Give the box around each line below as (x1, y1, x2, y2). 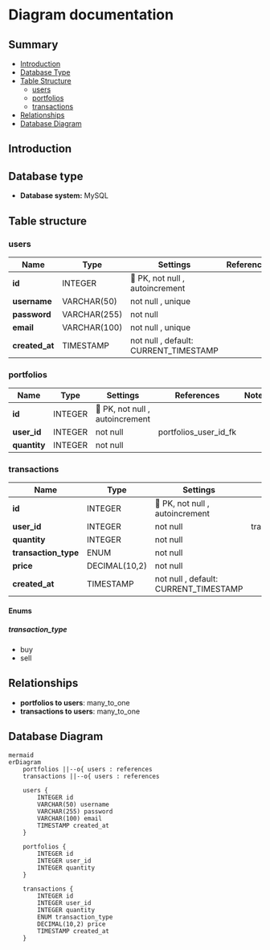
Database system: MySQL (19, 191, 108, 200)
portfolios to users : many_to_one (19, 697, 130, 707)
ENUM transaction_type (37, 913, 113, 921)
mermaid (8, 751, 35, 759)
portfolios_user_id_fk (157, 426, 237, 438)
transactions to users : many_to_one (19, 706, 141, 716)
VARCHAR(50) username (37, 800, 110, 808)
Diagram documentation (8, 6, 174, 24)
